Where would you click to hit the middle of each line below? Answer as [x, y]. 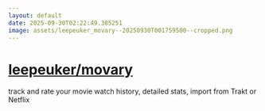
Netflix [19, 100]
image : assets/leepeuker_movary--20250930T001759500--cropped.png [121, 30]
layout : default [35, 15]
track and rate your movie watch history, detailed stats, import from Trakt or [132, 91]
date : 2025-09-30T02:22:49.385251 [66, 23]
